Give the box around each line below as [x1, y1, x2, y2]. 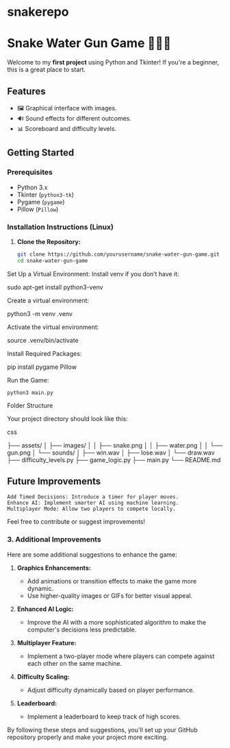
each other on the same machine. [27, 659, 123, 667]
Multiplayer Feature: [16, 638, 77, 647]
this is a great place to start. [7, 66, 86, 74]
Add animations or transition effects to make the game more [27, 577, 197, 585]
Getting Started [7, 147, 75, 158]
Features [7, 85, 46, 97]
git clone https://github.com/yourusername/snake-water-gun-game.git [16, 251, 220, 258]
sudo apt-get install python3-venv [7, 282, 103, 291]
